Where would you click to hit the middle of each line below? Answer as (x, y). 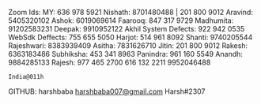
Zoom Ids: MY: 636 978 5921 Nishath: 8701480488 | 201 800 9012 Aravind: (130, 12)
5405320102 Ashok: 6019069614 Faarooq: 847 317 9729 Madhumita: (121, 20)
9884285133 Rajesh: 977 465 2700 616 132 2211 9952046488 (110, 62)
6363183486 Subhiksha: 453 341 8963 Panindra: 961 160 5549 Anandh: (126, 54)
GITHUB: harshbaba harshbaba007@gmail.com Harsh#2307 (107, 91)
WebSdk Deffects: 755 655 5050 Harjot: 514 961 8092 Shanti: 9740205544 (130, 37)
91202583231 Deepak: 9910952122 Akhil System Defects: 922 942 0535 (127, 29)
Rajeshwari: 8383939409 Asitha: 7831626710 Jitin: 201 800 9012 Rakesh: (128, 46)
